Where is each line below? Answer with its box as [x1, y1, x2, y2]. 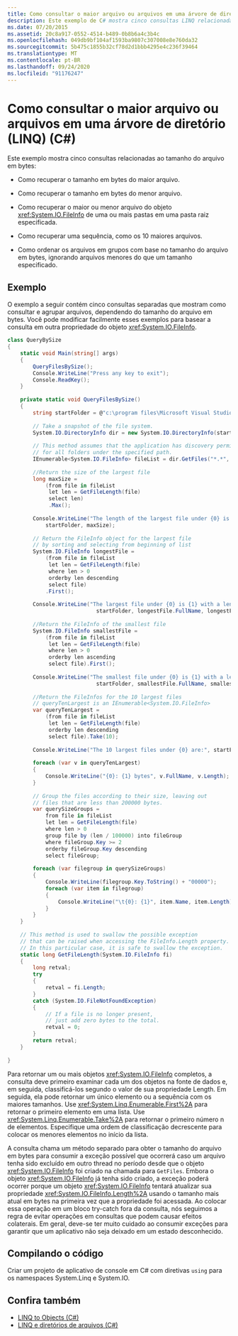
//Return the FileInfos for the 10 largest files [33, 694, 182, 701]
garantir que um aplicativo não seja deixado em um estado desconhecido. [7, 1227, 223, 1235]
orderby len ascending [48, 654, 115, 661]
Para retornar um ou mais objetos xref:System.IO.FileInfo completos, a [7, 1070, 212, 1078]
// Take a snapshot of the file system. [33, 422, 154, 430]
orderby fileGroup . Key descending [45, 845, 147, 853]
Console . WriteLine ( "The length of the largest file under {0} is [33, 515, 230, 522]
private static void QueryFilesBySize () [20, 396, 141, 404]
